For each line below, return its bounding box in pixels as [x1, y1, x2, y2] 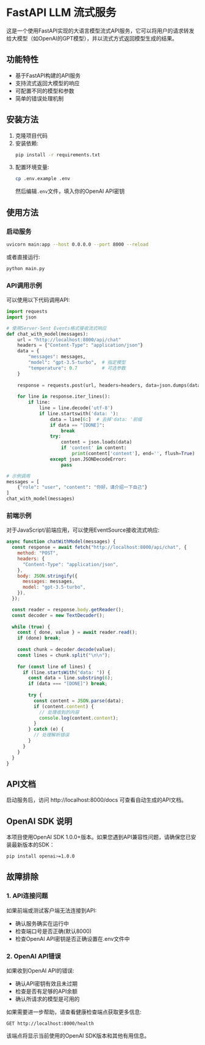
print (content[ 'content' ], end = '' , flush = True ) [71, 451, 195, 457]
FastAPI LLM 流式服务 [6, 6, 117, 20]
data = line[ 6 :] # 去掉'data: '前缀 [49, 416, 142, 423]
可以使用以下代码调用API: [6, 296, 70, 304]
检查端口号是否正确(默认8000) [15, 927, 92, 935]
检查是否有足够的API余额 [15, 987, 78, 995]
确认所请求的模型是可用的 [15, 995, 80, 1002]
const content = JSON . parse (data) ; [33, 698, 124, 704]
